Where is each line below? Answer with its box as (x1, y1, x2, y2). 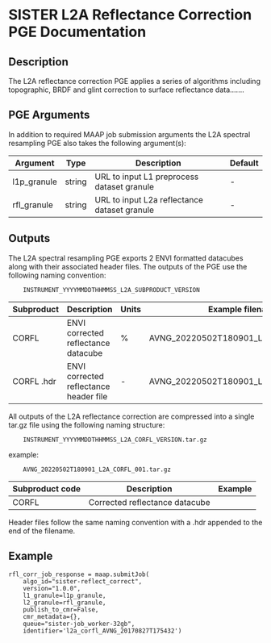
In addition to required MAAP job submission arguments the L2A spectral (8, 129, 251, 139)
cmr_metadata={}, (23, 613, 81, 621)
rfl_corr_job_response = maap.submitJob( (8, 570, 150, 578)
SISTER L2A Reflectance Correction (8, 6, 252, 24)
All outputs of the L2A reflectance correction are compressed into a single (8, 411, 255, 421)
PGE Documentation (8, 23, 147, 41)
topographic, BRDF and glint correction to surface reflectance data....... (8, 85, 244, 94)
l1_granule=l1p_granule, (23, 591, 106, 600)
